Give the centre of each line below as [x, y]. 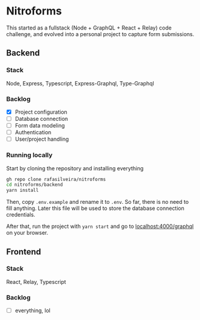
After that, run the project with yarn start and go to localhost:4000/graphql [100, 226]
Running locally [29, 155]
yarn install [23, 191]
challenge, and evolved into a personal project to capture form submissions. [100, 34]
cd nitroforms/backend [35, 185]
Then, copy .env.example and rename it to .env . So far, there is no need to [98, 202]
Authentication [33, 132]
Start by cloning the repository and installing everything [75, 168]
